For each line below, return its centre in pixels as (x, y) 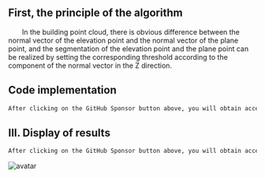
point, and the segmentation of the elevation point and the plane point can (129, 48)
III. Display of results (59, 133)
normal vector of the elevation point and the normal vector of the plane (123, 40)
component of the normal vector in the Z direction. (90, 65)
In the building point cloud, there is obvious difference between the (131, 32)
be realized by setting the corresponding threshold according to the (118, 57)
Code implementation (62, 90)
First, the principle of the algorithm (95, 13)
